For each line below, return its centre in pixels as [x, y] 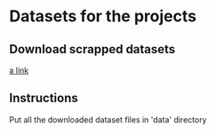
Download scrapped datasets [92, 49]
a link [19, 70]
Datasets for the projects [103, 16]
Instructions [44, 98]
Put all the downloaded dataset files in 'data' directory [108, 119]
